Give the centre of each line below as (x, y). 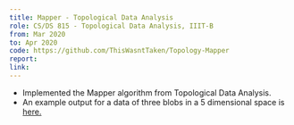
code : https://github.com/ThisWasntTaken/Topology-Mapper (119, 51)
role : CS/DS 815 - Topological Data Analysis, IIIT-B (112, 26)
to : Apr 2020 (34, 42)
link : (19, 68)
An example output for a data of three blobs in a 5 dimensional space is (153, 102)
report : (24, 59)
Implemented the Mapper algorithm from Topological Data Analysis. (147, 92)
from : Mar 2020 (38, 34)
